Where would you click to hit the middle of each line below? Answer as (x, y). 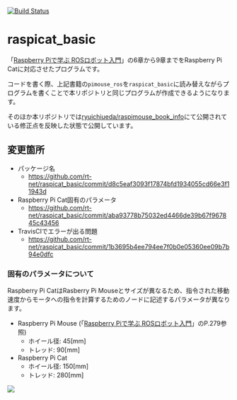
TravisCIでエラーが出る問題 (57, 231)
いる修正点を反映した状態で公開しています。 (72, 125)
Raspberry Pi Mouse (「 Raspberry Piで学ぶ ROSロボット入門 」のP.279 (119, 324)
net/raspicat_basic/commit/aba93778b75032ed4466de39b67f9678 (127, 215)
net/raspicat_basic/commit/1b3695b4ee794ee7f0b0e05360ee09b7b (129, 246)
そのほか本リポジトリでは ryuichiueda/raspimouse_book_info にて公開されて (117, 116)
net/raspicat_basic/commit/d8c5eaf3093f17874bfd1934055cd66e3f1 (129, 183)
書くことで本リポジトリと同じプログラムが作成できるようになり (131, 93)
